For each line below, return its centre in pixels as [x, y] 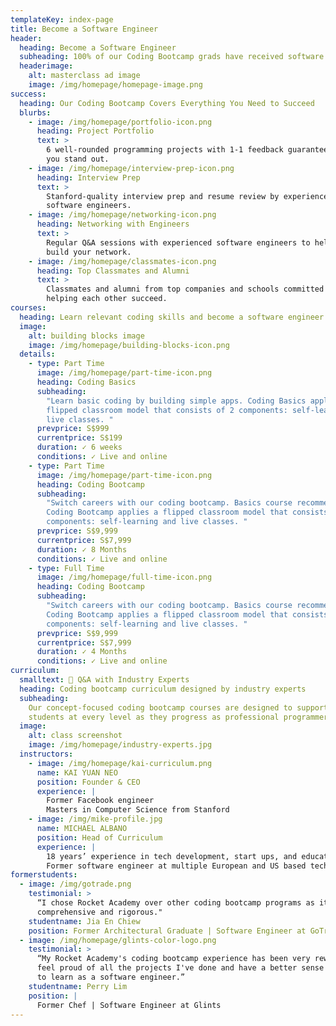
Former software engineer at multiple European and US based [176, 866]
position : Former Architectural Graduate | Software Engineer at [167, 931]
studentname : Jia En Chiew [84, 921]
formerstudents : [44, 875]
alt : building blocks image [86, 336]
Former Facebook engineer [100, 801]
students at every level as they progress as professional [154, 717]
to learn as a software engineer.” [111, 977]
